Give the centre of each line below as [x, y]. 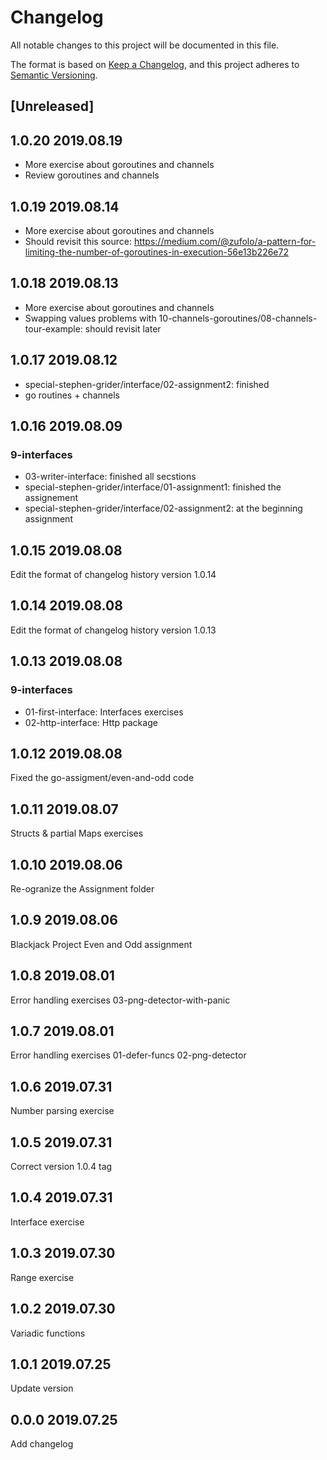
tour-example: [53, 328]
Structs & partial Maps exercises [77, 833]
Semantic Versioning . [54, 75]
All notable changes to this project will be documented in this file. [145, 45]
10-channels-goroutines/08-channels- [238, 318]
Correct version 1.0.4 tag [61, 1167]
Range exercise [42, 1277]
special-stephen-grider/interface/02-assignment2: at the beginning [163, 508]
